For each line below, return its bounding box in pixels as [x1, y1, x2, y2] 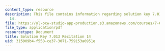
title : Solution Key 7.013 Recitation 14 [5, 34, 91, 39]
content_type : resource [5, 7, 54, 12]
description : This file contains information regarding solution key [5, 12, 151, 17]
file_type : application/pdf [5, 25, 63, 30]
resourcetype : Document [5, 30, 54, 34]
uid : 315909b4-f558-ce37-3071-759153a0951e [5, 39, 96, 44]
